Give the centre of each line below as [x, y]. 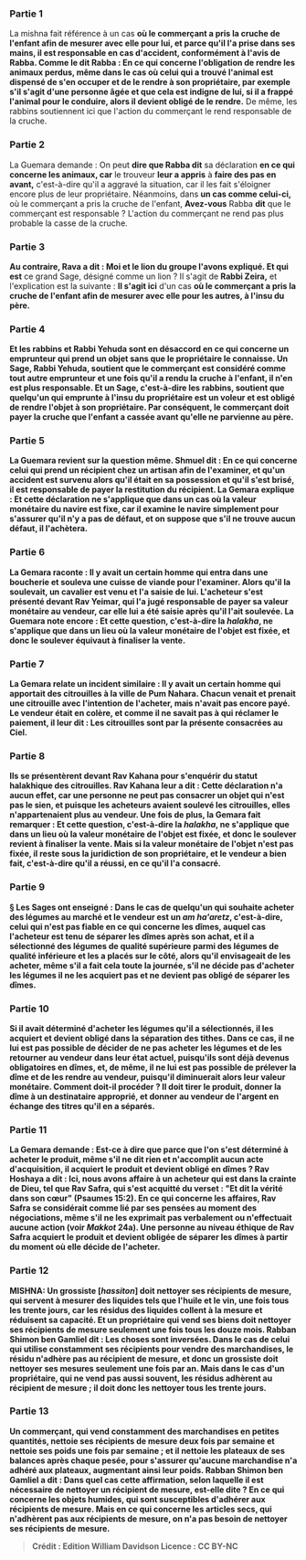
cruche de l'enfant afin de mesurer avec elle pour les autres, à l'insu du [147, 295]
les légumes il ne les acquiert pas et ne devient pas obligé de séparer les [150, 975]
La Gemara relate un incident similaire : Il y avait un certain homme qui [145, 684]
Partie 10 [30, 1009]
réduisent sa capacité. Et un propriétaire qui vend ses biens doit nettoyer [150, 1320]
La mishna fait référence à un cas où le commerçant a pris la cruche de [145, 34]
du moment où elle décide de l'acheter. [85, 1247]
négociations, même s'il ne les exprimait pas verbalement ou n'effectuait [151, 1218]
